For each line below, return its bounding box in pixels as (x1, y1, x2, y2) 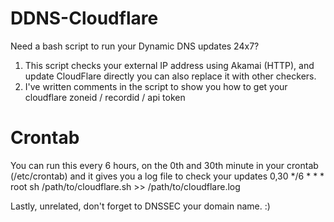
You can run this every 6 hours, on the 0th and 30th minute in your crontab (10, 159, 319, 171)
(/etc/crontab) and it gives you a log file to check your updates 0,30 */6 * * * (10, 170, 325, 182)
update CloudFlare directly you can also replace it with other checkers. (24, 70, 317, 82)
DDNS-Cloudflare (10, 7, 159, 30)
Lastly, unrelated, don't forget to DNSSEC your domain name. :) (10, 200, 271, 212)
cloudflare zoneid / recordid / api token (24, 91, 186, 103)
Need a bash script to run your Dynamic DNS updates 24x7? (10, 40, 260, 52)
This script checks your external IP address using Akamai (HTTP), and (24, 59, 315, 71)
